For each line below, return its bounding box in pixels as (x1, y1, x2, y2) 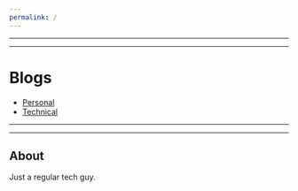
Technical (21, 106, 59, 117)
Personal (21, 96, 55, 107)
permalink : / (9, 12, 58, 22)
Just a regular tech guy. (9, 172, 96, 182)
